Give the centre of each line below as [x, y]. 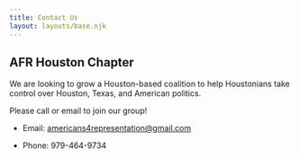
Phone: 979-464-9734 [64, 145]
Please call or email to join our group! [78, 111]
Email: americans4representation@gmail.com [107, 128]
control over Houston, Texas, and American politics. [105, 93]
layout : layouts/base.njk [58, 26]
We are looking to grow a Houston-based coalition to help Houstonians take [149, 84]
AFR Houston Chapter [72, 62]
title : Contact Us [44, 18]
